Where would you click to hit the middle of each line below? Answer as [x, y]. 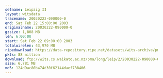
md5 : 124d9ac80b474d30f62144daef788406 [45, 68]
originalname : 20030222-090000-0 [39, 28]
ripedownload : [19, 50]
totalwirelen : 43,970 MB [30, 46]
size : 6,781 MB [20, 63]
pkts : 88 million [23, 55]
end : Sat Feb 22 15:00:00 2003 [37, 23]
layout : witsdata [23, 14]
